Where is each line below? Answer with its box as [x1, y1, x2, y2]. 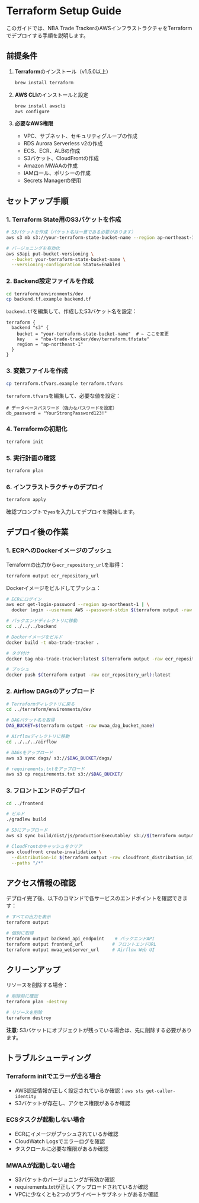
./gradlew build [6, 816, 46, 822]
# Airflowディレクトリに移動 [6, 733, 70, 739]
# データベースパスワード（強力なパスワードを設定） [6, 405, 117, 411]
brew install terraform [14, 79, 74, 85]
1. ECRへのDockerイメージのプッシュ [6, 547, 113, 555]
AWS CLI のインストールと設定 [14, 91, 89, 98]
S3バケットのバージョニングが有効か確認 [14, 1176, 115, 1183]
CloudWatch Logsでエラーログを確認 [14, 1137, 105, 1145]
